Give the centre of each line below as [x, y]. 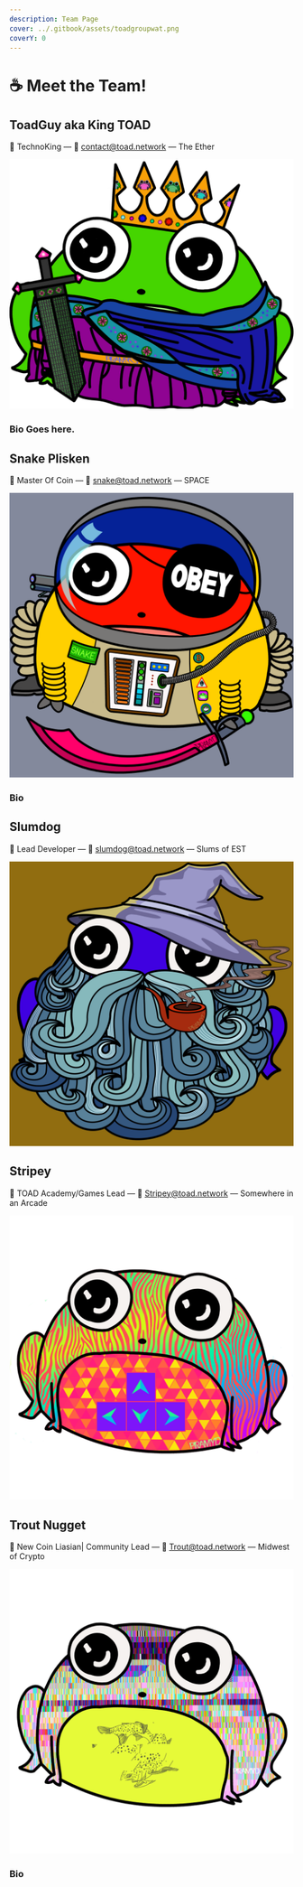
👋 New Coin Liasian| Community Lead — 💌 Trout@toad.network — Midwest [150, 1547]
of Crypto [27, 1556]
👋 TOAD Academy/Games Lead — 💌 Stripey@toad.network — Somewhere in [151, 1193]
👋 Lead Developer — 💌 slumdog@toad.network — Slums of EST [128, 848]
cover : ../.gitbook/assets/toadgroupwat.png [94, 28]
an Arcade [28, 1202]
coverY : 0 [28, 38]
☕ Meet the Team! [78, 85]
